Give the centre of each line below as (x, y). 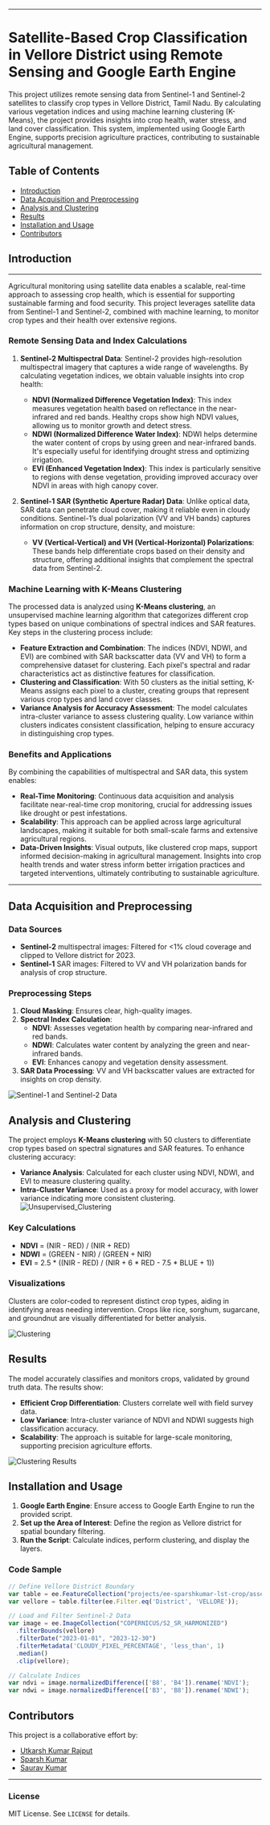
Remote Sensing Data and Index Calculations (98, 341)
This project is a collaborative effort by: (73, 1735)
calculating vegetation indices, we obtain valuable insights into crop (132, 375)
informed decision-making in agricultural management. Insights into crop (141, 856)
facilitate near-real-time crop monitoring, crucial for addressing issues (136, 805)
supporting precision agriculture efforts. (86, 1445)
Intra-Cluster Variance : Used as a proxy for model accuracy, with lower (139, 1190)
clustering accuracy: (42, 1157)
